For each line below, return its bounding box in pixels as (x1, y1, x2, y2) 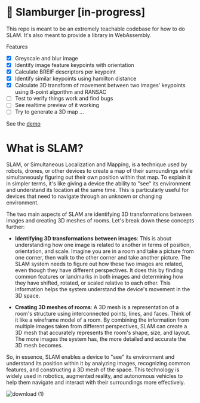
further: (6, 224, 25, 231)
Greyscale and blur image (14, 54, 79, 62)
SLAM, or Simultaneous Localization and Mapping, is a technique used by (6, 161, 187, 168)
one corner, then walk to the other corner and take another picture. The (14, 254, 191, 261)
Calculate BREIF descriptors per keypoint (14, 68, 116, 75)
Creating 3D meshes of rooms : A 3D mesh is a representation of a (14, 304, 179, 311)
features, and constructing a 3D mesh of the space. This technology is (6, 366, 180, 373)
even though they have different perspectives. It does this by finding (14, 267, 183, 274)
